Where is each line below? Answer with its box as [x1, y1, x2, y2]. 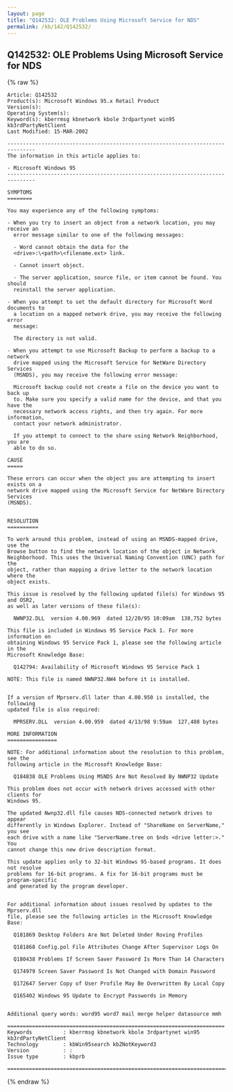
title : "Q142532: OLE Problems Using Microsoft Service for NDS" [7, 17, 200, 24]
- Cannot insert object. [13, 262, 85, 269]
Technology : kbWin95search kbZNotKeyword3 [7, 1041, 157, 1048]
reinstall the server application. [13, 287, 116, 294]
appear [7, 816, 26, 823]
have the [7, 402, 33, 409]
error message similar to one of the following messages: [13, 232, 185, 239]
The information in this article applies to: [7, 152, 141, 160]
